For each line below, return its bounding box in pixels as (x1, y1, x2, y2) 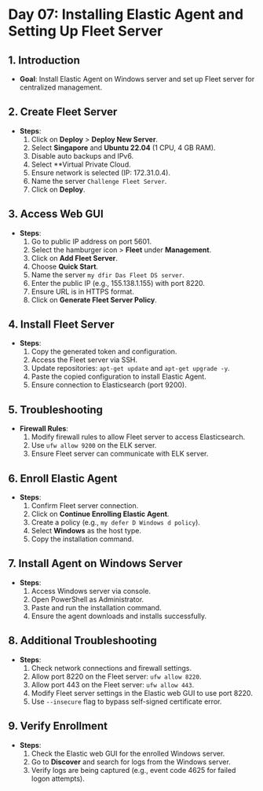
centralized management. (19, 82, 103, 92)
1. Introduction (8, 53, 80, 67)
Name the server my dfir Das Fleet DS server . (31, 269, 184, 280)
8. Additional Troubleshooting (8, 634, 157, 647)
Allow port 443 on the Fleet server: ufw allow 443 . (31, 679, 195, 689)
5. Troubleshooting (8, 403, 104, 416)
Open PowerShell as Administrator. (31, 595, 144, 604)
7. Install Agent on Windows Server (8, 557, 183, 570)
